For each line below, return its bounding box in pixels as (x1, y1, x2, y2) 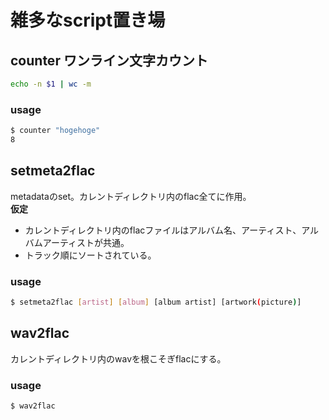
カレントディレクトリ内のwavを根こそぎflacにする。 (10, 352, 227, 365)
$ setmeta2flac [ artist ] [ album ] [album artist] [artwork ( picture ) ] (10, 297, 302, 308)
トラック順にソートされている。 (24, 249, 157, 261)
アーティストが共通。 (42, 236, 130, 248)
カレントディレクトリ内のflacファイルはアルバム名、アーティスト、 (24, 224, 302, 236)
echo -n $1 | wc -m (10, 79, 92, 89)
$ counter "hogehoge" (10, 126, 101, 136)
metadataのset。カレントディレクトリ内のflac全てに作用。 (10, 190, 252, 202)
